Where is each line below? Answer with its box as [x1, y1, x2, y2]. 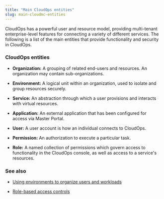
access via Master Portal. [12, 115, 65, 121]
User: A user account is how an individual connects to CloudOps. [12, 125, 147, 131]
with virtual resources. [12, 100, 59, 106]
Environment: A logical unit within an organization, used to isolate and [12, 80, 157, 86]
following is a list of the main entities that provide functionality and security [5, 36, 159, 42]
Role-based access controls [12, 189, 70, 195]
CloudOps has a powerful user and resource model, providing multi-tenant [5, 25, 158, 31]
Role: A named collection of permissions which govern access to [12, 144, 146, 150]
